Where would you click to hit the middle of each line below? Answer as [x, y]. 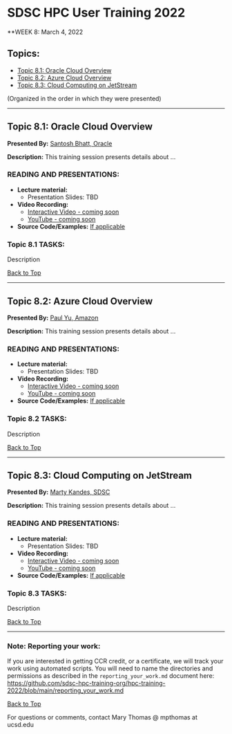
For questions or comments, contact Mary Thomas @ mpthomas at [103, 717]
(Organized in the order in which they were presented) [84, 98]
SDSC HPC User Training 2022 [96, 13]
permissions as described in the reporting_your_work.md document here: [111, 676]
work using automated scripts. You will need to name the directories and [110, 668]
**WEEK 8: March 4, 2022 [45, 32]
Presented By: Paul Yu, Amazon [53, 318]
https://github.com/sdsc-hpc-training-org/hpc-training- [86, 683]
